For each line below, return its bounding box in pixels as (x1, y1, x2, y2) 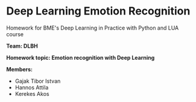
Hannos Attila (14, 83, 49, 91)
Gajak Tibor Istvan (14, 77, 61, 84)
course (6, 30, 24, 37)
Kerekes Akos (14, 90, 49, 97)
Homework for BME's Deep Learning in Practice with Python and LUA (6, 24, 179, 31)
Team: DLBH (6, 42, 38, 49)
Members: (6, 65, 33, 73)
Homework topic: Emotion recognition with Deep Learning (6, 54, 155, 61)
